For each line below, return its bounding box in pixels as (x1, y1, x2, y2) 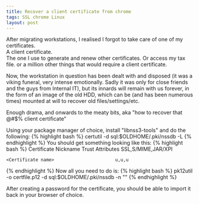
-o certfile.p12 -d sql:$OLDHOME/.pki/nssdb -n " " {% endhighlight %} (6, 174, 177, 181)
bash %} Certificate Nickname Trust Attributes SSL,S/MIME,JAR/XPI (6, 145, 173, 153)
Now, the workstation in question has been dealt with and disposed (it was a (6, 72, 193, 80)
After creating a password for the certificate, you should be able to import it (6, 185, 191, 192)
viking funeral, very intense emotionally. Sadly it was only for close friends (6, 79, 188, 86)
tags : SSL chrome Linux (6, 14, 65, 20)
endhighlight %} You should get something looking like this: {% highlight (6, 140, 183, 147)
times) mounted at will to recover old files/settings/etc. (6, 98, 140, 105)
